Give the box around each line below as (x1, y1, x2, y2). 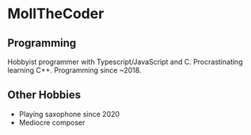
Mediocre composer (18, 118, 86, 127)
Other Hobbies (7, 88, 82, 102)
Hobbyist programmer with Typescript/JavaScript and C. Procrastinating (7, 57, 243, 66)
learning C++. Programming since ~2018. (7, 66, 142, 75)
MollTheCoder (7, 5, 105, 23)
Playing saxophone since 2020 (18, 109, 120, 118)
